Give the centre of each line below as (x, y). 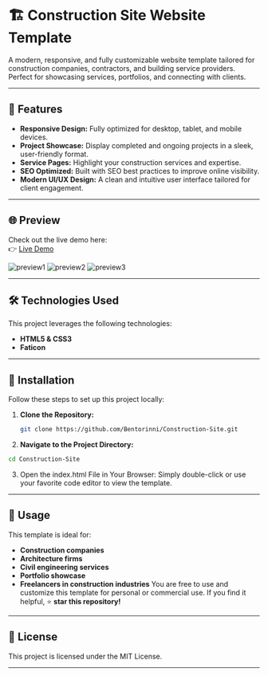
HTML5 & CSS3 (46, 339)
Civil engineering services (64, 567)
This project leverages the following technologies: (90, 324)
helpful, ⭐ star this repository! (70, 601)
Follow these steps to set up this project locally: (87, 399)
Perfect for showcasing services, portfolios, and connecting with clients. (127, 77)
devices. (34, 137)
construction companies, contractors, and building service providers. (122, 68)
